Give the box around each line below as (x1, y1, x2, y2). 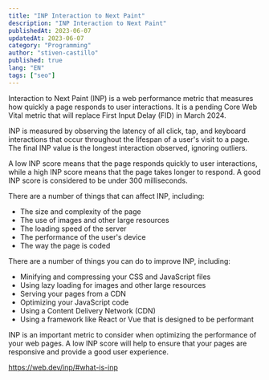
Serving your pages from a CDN (19, 289, 127, 298)
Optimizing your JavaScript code (19, 297, 129, 307)
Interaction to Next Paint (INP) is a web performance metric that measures (8, 93, 254, 103)
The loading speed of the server (19, 224, 127, 233)
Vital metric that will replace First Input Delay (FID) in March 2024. (8, 110, 226, 120)
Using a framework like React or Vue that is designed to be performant (19, 314, 255, 324)
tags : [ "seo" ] (8, 71, 56, 79)
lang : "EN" (8, 64, 45, 72)
